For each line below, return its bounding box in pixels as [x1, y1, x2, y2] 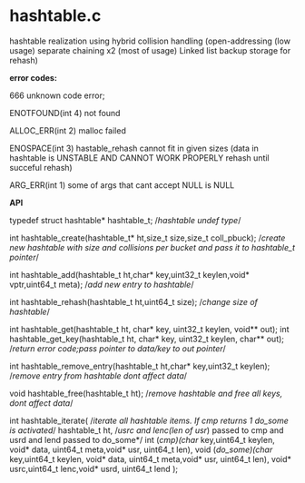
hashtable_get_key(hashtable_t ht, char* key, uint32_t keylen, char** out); [9, 333, 284, 344]
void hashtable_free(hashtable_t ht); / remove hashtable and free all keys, [9, 388, 283, 399]
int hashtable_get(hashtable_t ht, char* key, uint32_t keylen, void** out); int [9, 323, 290, 334]
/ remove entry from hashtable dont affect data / [9, 370, 188, 381]
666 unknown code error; [9, 90, 105, 101]
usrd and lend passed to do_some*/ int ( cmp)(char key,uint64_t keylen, [9, 434, 275, 445]
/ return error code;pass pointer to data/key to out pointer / [9, 342, 227, 354]
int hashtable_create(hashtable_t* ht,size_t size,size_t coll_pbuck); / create [9, 232, 286, 243]
